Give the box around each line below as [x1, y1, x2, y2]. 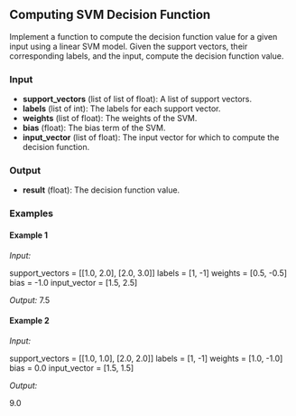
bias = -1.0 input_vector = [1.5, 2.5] [9, 277, 138, 288]
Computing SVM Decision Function [9, 7, 211, 23]
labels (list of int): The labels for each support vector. [22, 103, 221, 114]
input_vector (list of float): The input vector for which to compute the [22, 132, 280, 143]
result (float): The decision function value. [22, 184, 180, 195]
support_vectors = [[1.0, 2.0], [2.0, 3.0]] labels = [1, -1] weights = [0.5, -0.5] [9, 267, 287, 279]
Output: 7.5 [9, 294, 51, 306]
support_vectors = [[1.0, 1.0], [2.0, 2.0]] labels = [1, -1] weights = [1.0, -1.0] [9, 353, 283, 364]
